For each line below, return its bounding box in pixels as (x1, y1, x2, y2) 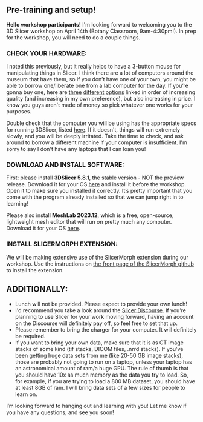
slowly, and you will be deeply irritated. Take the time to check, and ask (6, 133, 184, 140)
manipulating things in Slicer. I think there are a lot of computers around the (6, 69, 194, 76)
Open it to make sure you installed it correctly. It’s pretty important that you (6, 187, 193, 195)
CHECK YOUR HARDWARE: (6, 49, 88, 57)
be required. (14, 332, 46, 340)
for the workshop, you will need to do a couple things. (6, 33, 141, 41)
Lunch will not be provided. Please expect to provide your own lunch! (14, 300, 187, 307)
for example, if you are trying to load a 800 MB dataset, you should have (14, 377, 195, 384)
